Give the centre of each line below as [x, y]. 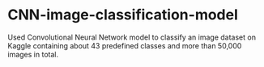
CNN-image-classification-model [123, 15]
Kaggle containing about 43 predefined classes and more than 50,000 [125, 45]
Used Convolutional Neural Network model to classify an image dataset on [132, 37]
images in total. [33, 54]
